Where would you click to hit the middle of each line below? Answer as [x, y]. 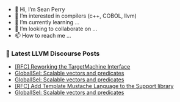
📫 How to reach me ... [43, 36]
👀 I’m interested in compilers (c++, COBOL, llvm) [75, 16]
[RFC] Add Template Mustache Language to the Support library [94, 86]
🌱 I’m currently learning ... [47, 22]
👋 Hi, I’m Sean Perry [40, 9]
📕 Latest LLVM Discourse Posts [53, 53]
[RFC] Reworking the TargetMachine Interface [72, 67]
